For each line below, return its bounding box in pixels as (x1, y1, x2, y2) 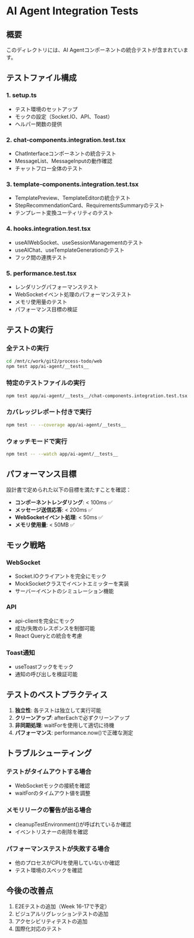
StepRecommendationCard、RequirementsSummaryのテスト (14, 202, 165, 209)
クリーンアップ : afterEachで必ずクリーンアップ (14, 714, 130, 721)
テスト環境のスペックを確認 (14, 866, 83, 874)
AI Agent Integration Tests (6, 4, 139, 18)
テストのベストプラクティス (6, 690, 108, 700)
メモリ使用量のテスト (14, 298, 67, 305)
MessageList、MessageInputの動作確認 (14, 157, 112, 165)
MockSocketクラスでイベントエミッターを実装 (14, 580, 129, 587)
